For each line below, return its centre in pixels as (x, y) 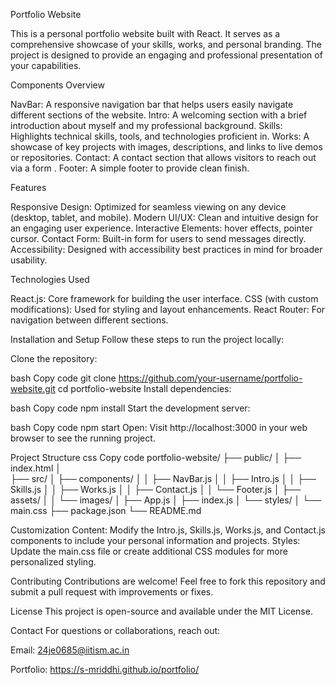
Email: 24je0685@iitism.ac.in (70, 650)
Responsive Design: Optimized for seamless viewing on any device (148, 207)
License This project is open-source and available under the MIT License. (161, 611)
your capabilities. (46, 65)
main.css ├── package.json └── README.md (106, 510)
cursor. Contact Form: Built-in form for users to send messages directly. (158, 238)
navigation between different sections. (89, 320)
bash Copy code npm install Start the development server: (130, 408)
